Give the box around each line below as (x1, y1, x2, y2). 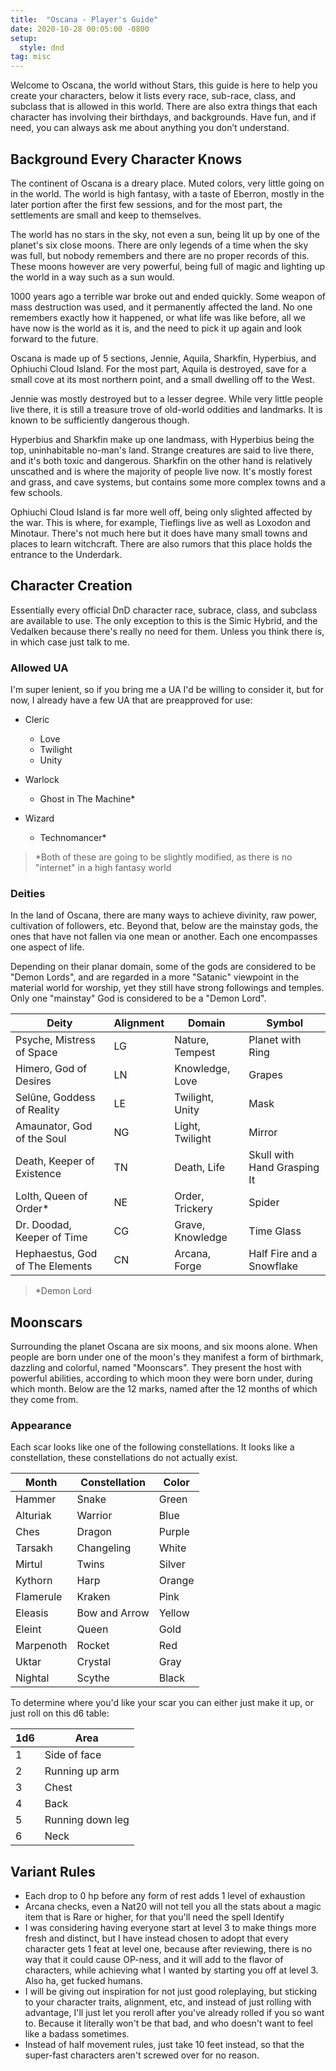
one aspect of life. (10, 941, 85, 953)
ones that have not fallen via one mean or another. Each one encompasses (10, 931, 318, 943)
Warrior (76, 1509, 113, 1523)
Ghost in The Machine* (39, 793, 136, 805)
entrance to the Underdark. (10, 548, 123, 560)
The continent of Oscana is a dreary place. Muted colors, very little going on (10, 177, 325, 189)
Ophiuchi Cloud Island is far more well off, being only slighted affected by (10, 506, 313, 518)
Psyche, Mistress (15, 1033, 96, 1047)
